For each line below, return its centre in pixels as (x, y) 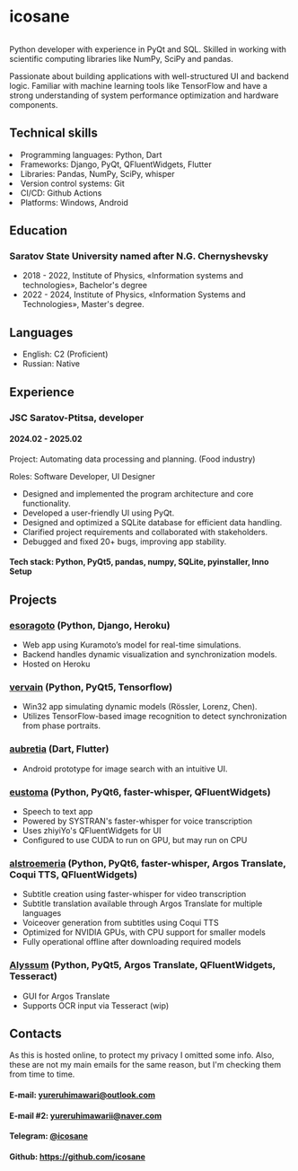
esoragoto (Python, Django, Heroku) (90, 625)
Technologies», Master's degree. (83, 304)
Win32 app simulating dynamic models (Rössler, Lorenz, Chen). (140, 707)
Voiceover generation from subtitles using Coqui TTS (120, 923)
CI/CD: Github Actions (61, 193)
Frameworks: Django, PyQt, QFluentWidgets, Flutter (117, 164)
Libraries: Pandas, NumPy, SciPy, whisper (98, 173)
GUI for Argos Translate (66, 996)
